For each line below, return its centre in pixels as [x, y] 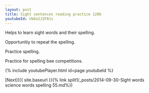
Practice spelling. [22, 51]
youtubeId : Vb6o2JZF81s [29, 19]
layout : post [18, 10]
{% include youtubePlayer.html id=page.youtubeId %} [59, 70]
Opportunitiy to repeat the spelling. [40, 42]
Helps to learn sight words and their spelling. [50, 33]
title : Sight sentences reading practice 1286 [53, 14]
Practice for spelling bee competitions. [44, 61]
